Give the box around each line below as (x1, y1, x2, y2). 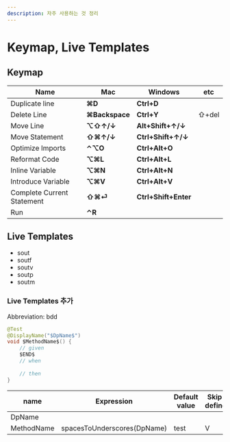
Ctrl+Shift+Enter (136, 192, 192, 201)
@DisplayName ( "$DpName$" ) (7, 332, 81, 339)
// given (19, 345, 44, 352)
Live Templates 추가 (7, 296, 74, 306)
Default (173, 392, 199, 402)
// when (19, 358, 41, 365)
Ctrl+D (136, 99, 159, 108)
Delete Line (10, 110, 47, 119)
